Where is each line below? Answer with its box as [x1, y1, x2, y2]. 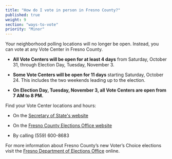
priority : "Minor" [5, 27, 45, 32]
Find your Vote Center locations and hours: [5, 102, 97, 109]
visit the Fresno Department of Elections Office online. [5, 148, 120, 154]
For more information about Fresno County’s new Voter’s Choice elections [5, 143, 162, 149]
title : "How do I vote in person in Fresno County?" [5, 7, 121, 13]
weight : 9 [5, 17, 27, 22]
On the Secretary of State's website [12, 113, 89, 119]
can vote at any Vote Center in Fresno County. [5, 46, 103, 52]
